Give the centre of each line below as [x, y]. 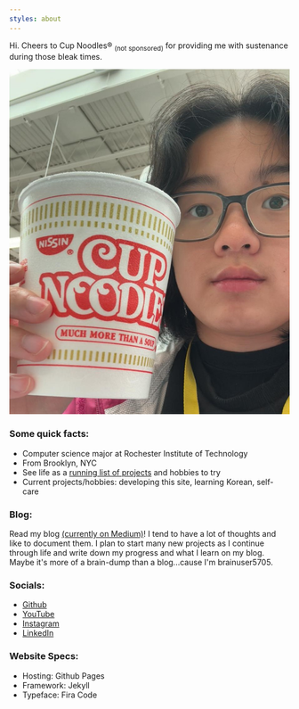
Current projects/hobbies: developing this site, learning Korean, [138, 482]
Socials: [27, 586]
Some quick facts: [49, 434]
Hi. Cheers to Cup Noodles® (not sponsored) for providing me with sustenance [149, 46]
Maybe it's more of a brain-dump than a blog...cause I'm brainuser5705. [141, 563]
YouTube [38, 614]
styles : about [36, 19]
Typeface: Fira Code [60, 695]
